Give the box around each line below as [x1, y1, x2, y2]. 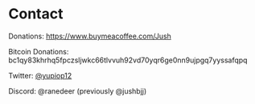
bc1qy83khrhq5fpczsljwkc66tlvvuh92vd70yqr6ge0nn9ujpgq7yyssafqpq [8, 55, 248, 65]
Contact [8, 5, 64, 23]
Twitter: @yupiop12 [8, 70, 72, 80]
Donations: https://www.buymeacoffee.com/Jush [8, 31, 171, 41]
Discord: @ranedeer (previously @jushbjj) [8, 86, 147, 96]
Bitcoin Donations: [8, 46, 69, 56]
